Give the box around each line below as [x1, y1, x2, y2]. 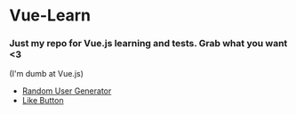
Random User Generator [21, 85, 112, 96]
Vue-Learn [9, 5, 92, 26]
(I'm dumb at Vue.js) [9, 69, 84, 79]
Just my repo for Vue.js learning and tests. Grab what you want [9, 37, 288, 50]
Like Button [21, 95, 64, 106]
